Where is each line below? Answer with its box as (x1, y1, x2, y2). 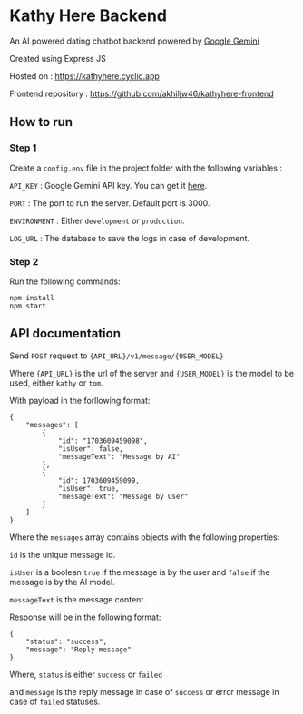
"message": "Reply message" (25, 645, 132, 654)
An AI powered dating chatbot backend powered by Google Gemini (9, 35, 260, 46)
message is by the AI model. (9, 576, 115, 587)
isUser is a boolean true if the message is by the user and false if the (9, 566, 270, 577)
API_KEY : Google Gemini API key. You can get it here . (9, 180, 208, 191)
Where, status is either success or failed (9, 669, 163, 680)
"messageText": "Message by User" (57, 492, 189, 501)
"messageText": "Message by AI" (57, 452, 181, 461)
